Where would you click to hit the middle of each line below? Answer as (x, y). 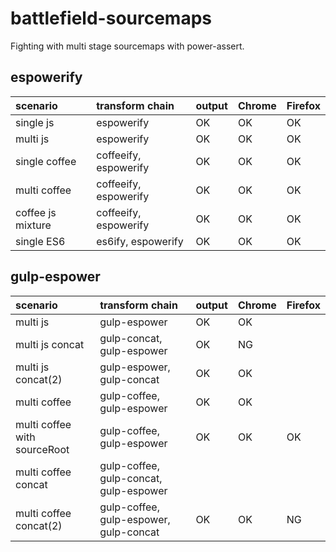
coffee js (36, 212)
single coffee (46, 161)
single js (35, 122)
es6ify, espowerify (140, 241)
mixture (33, 225)
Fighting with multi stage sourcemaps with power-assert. (127, 46)
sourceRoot (42, 449)
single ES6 (40, 241)
